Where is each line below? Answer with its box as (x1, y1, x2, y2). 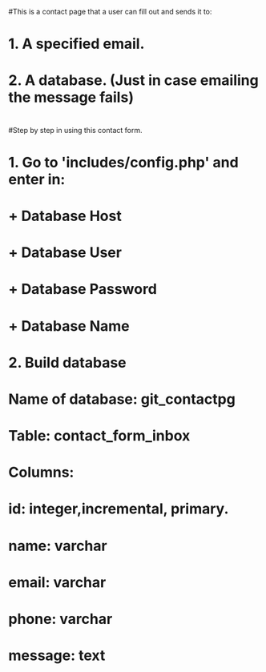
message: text (8, 646, 106, 665)
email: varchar (8, 573, 107, 591)
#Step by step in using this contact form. (8, 125, 143, 135)
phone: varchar (8, 610, 113, 628)
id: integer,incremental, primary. (8, 500, 229, 518)
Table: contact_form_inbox (8, 427, 191, 445)
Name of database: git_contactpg (8, 390, 236, 408)
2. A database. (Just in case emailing (8, 71, 259, 90)
